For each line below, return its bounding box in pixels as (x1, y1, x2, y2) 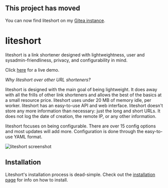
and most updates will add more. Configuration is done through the (5, 128, 144, 134)
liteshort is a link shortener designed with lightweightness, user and (5, 51, 145, 57)
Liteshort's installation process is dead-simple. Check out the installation (5, 171, 155, 177)
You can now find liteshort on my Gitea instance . (5, 17, 105, 23)
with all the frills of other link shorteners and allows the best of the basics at (5, 92, 162, 98)
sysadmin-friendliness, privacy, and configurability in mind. (5, 57, 128, 63)
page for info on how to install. (5, 176, 68, 183)
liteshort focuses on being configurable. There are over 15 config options (5, 123, 156, 129)
